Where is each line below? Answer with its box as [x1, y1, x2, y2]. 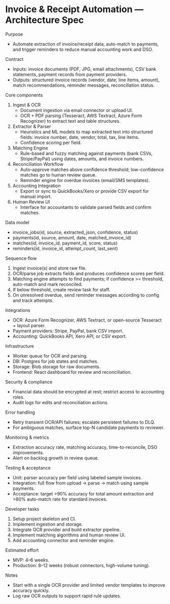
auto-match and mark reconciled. [12, 281, 83, 287]
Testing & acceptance [5, 465, 51, 471]
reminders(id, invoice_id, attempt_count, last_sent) [12, 245, 118, 252]
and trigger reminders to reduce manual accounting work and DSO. [12, 46, 153, 52]
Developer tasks [5, 506, 40, 512]
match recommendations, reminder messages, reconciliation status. [12, 82, 155, 88]
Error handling [5, 409, 36, 415]
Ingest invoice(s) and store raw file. [12, 265, 87, 271]
